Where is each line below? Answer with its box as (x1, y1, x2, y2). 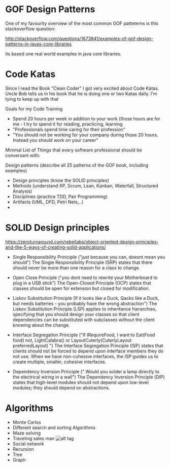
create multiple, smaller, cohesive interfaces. (12, 359, 107, 365)
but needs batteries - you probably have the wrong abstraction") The (12, 300, 157, 306)
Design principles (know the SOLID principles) (12, 177, 109, 183)
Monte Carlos (12, 419, 42, 425)
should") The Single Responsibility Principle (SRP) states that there (12, 259, 153, 265)
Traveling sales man (12, 435, 55, 441)
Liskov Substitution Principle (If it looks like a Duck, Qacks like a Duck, (12, 295, 159, 301)
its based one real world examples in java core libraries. (5, 51, 122, 57)
